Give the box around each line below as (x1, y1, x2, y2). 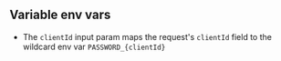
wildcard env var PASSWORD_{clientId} (22, 41, 166, 52)
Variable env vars (9, 7, 111, 23)
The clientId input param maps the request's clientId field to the (22, 31, 272, 42)
